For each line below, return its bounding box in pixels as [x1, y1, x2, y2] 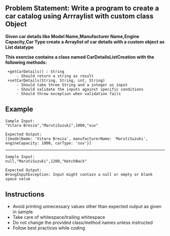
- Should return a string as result [16, 73, 94, 78]
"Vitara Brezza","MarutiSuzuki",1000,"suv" [5, 123, 99, 128]
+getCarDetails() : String [7, 69, 65, 74]
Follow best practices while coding [12, 225, 85, 231]
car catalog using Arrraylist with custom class [5, 12, 154, 21]
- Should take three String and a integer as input [16, 82, 128, 88]
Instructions [5, 190, 45, 199]
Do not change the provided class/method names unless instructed [12, 220, 153, 226]
